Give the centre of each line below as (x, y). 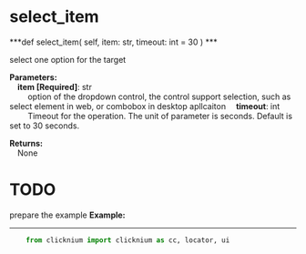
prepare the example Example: (67, 215)
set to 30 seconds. (45, 126)
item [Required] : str (55, 86)
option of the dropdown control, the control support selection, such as (159, 97)
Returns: (26, 143)
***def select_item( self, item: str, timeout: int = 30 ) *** (114, 42)
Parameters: (33, 77)
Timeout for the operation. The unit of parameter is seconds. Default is (160, 116)
